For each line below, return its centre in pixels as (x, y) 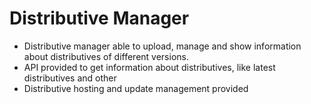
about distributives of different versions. (106, 56)
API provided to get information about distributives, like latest (149, 67)
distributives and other (70, 78)
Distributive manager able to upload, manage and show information (162, 46)
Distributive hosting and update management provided (136, 88)
